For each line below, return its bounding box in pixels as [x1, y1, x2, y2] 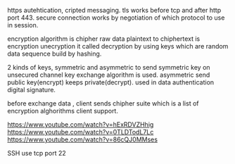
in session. [7, 21, 39, 29]
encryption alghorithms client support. [7, 107, 118, 115]
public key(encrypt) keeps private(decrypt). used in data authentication [7, 78, 215, 87]
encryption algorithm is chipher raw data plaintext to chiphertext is [7, 34, 201, 43]
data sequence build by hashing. [7, 49, 102, 58]
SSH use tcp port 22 [7, 149, 67, 157]
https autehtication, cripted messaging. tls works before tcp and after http [7, 6, 222, 14]
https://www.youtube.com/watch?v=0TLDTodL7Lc [7, 128, 154, 136]
